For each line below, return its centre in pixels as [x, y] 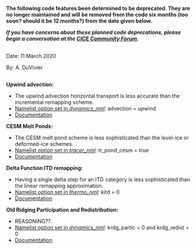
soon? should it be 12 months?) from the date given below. [79, 21]
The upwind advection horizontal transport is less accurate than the [97, 96]
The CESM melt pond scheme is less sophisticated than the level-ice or [102, 137]
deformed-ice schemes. [44, 144]
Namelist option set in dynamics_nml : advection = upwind [85, 108]
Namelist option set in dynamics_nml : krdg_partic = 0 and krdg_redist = [102, 227]
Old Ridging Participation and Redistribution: [62, 209]
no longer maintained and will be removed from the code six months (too [97, 15]
